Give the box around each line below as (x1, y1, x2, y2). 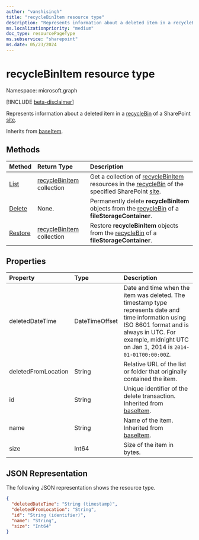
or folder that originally (123, 368, 187, 376)
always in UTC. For (123, 328, 176, 337)
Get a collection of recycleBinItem (89, 172, 184, 181)
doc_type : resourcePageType (6, 31, 76, 37)
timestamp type (123, 299, 168, 307)
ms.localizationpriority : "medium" (6, 25, 94, 31)
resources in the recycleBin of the (89, 180, 184, 188)
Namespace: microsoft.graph (6, 87, 78, 94)
